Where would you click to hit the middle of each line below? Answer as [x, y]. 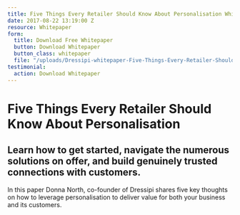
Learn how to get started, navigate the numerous [119, 150]
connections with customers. [74, 173]
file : [22, 61]
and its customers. [35, 204]
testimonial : [27, 67]
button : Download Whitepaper [57, 47]
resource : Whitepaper [40, 27]
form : [15, 34]
